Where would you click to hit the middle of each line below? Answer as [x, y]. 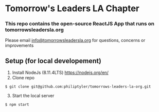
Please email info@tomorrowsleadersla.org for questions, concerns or [75, 40]
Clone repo [23, 78]
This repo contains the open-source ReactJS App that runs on [80, 24]
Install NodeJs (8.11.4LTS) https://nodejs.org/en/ [60, 73]
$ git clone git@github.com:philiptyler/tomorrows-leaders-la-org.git [78, 87]
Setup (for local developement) [53, 61]
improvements [19, 46]
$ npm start [17, 105]
